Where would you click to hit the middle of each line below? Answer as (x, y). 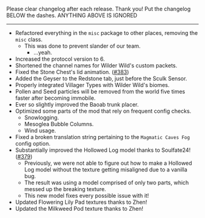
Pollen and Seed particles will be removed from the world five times (100, 92)
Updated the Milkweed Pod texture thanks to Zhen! (79, 209)
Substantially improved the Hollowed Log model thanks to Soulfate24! (103, 150)
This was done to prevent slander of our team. (82, 46)
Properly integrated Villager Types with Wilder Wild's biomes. (92, 85)
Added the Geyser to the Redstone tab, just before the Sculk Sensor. (101, 78)
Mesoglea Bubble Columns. (59, 124)
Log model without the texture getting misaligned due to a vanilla (106, 170)
